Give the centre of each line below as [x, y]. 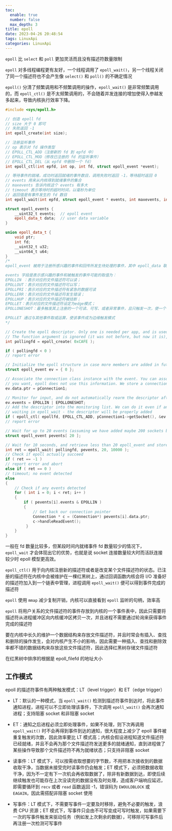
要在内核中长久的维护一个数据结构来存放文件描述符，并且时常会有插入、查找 [86, 635]
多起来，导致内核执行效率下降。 [39, 100]
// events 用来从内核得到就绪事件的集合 [44, 180]
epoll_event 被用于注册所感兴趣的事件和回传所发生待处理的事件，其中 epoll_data [83, 266]
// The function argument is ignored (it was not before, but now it [81, 337]
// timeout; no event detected [39, 473]
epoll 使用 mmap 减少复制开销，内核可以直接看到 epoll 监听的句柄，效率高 [83, 600]
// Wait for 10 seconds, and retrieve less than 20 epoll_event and [80, 445]
